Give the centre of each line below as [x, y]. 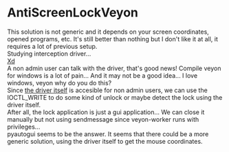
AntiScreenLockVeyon [73, 13]
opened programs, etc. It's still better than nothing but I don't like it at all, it [113, 39]
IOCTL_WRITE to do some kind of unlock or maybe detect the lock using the [115, 97]
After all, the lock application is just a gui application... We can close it [106, 112]
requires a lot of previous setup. [52, 46]
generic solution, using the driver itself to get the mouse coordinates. [105, 141]
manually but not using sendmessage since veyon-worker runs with [103, 119]
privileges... [24, 127]
